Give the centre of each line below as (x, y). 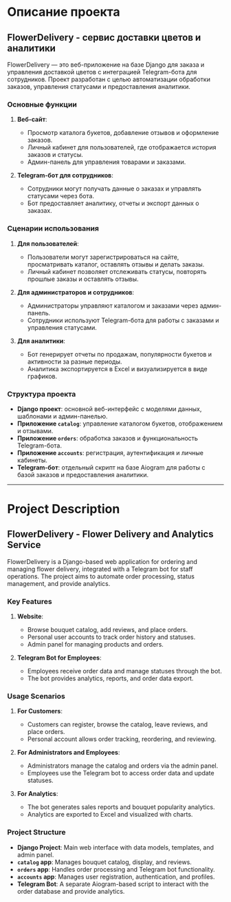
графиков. (42, 376)
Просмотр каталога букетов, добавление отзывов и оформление (123, 133)
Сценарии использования (53, 229)
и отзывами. (35, 430)
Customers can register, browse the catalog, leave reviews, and (118, 724)
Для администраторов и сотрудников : (76, 292)
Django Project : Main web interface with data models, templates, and (115, 847)
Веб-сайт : (32, 119)
